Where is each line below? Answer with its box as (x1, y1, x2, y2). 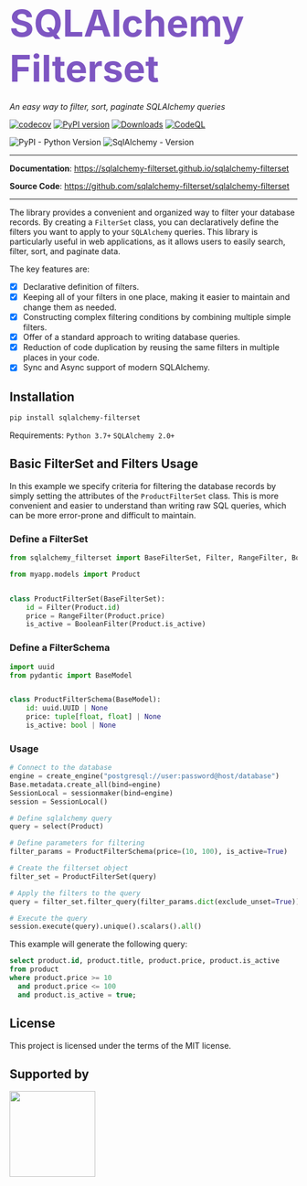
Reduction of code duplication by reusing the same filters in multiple (22, 342, 281, 353)
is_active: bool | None (26, 721, 117, 731)
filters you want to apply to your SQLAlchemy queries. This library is (9, 226, 259, 237)
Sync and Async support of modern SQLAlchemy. (22, 362, 210, 373)
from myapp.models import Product (9, 570, 142, 579)
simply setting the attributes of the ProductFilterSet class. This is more (9, 490, 279, 501)
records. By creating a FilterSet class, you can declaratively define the (9, 216, 279, 228)
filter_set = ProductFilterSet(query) (9, 871, 157, 881)
